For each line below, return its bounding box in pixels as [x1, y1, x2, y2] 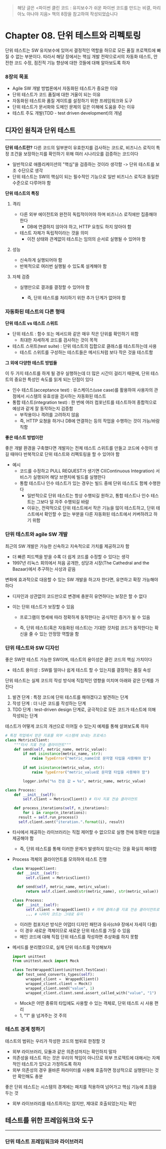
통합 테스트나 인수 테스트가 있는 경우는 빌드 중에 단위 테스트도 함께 [19, 480, 148, 486]
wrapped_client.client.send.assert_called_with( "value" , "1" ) [25, 990, 157, 995]
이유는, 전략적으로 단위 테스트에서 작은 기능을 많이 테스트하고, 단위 [27, 505, 155, 511]
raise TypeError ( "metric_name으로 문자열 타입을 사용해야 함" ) [31, 756, 151, 761]
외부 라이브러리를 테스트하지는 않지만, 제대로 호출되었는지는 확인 [12, 1100, 137, 1106]
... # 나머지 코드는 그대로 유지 [25, 911, 83, 917]
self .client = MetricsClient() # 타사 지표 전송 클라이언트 [23, 797, 138, 802]
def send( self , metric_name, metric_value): [14, 747, 107, 752]
